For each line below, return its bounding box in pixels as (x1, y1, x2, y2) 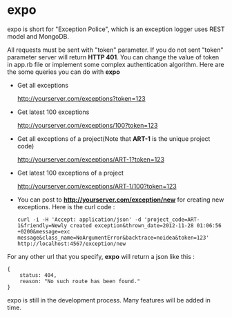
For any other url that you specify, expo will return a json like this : (7, 252, 195, 260)
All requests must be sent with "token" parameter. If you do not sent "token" (7, 46, 224, 54)
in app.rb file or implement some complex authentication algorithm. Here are (7, 60, 224, 68)
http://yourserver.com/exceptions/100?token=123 (17, 121, 158, 129)
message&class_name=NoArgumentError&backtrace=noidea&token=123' (17, 234, 209, 241)
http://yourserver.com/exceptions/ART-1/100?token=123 (17, 182, 177, 190)
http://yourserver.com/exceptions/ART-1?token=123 (17, 155, 164, 164)
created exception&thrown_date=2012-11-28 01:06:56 (70, 222, 222, 229)
